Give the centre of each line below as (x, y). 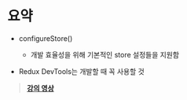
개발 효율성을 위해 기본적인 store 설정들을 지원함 (105, 54)
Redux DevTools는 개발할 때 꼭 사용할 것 (81, 71)
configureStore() (46, 38)
